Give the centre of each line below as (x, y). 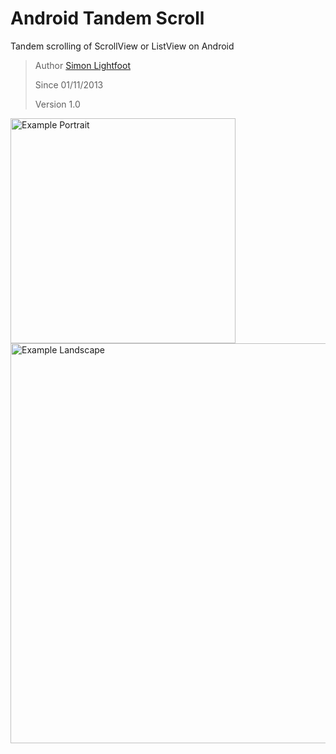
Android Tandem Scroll (107, 18)
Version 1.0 (57, 104)
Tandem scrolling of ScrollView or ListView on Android (122, 46)
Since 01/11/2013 (69, 84)
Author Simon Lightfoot (82, 65)
